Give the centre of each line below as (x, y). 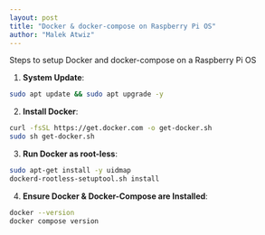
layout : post (34, 18)
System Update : (53, 78)
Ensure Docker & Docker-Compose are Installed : (115, 196)
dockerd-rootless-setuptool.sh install (85, 179)
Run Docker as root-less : (70, 154)
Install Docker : (50, 112)
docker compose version (54, 221)
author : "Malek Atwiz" (52, 34)
